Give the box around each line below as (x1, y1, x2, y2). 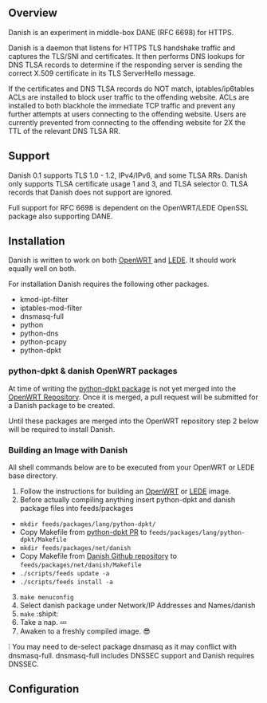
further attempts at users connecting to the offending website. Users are (8, 109, 247, 119)
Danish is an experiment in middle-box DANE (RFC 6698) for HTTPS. (8, 27, 234, 37)
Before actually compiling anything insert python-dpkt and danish (19, 495, 236, 505)
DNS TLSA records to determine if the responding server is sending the (8, 60, 243, 69)
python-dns (19, 328, 59, 338)
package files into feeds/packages (19, 504, 134, 513)
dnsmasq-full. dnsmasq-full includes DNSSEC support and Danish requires (8, 651, 255, 661)
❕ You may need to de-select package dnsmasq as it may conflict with (8, 642, 237, 652)
